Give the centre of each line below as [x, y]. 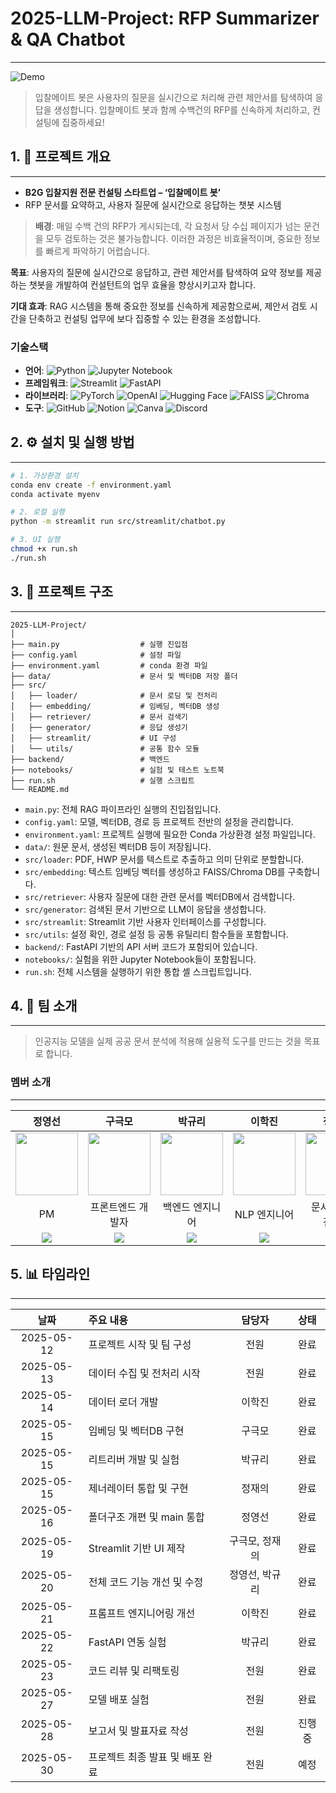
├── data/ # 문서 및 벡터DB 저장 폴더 [124, 676]
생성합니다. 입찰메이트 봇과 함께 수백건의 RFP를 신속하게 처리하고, [182, 109]
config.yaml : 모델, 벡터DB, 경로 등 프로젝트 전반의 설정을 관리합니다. [159, 821]
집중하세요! [83, 122]
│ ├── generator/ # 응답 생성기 [99, 727]
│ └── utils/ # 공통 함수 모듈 [105, 748]
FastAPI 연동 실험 [127, 1642]
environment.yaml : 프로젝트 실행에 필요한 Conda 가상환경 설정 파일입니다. [170, 834]
